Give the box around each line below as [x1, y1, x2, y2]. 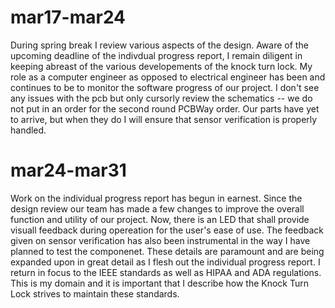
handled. [10, 124, 47, 136]
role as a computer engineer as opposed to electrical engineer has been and [10, 71, 326, 83]
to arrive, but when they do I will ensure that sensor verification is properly [10, 113, 318, 125]
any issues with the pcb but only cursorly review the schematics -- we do [10, 92, 313, 104]
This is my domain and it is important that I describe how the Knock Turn [10, 277, 310, 289]
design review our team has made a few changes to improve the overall [10, 202, 305, 215]
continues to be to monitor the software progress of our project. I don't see [10, 81, 320, 93]
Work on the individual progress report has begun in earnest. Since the [10, 192, 303, 204]
